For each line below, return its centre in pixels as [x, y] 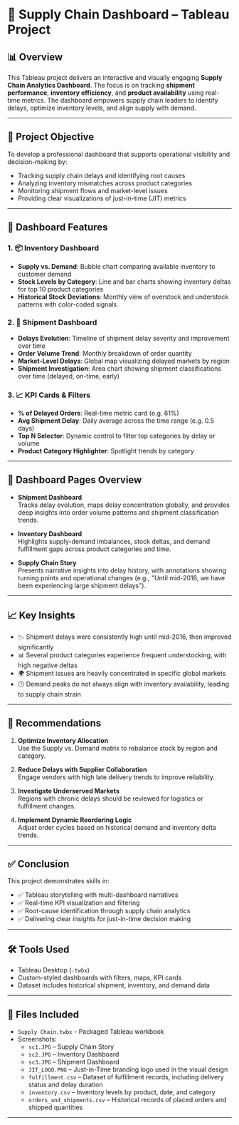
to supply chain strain [49, 694]
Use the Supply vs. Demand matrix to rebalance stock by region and [118, 748]
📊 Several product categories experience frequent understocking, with [122, 654]
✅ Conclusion [38, 864]
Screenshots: [37, 1039]
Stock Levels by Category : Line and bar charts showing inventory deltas [124, 282]
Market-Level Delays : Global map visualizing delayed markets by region [123, 361]
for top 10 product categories [60, 289]
